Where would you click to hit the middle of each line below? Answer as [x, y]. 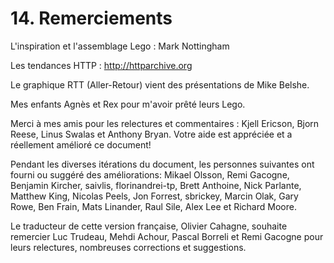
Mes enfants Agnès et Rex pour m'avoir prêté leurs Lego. [128, 104]
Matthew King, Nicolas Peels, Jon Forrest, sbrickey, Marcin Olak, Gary [154, 196]
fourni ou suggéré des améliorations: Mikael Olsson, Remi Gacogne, [150, 174]
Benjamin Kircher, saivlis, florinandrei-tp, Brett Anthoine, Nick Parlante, [156, 185]
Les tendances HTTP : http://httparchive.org [101, 65]
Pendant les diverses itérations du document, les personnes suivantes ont [162, 164]
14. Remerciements [91, 18]
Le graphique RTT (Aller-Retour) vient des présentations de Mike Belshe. [160, 84]
